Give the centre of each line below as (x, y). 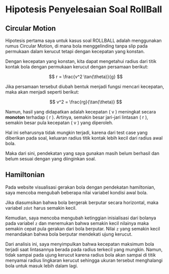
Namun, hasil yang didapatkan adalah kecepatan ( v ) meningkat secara (81, 112)
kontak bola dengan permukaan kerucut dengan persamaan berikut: (77, 67)
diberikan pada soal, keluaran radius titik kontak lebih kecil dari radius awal (84, 138)
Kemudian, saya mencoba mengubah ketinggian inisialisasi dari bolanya (81, 218)
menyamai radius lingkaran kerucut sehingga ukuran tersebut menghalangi (84, 260)
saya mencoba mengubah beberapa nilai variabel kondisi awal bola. (77, 192)
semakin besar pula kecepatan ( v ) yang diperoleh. (59, 123)
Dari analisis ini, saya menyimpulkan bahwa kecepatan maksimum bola (80, 244)
